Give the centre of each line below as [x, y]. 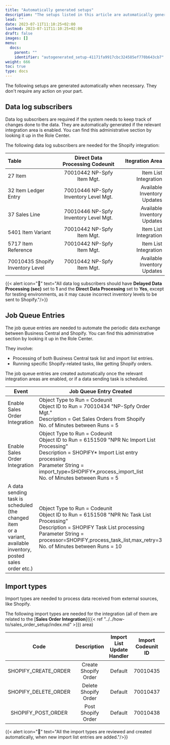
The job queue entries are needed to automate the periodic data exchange [83, 328]
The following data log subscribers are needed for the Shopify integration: [82, 145]
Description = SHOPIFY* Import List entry [88, 452]
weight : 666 [18, 62]
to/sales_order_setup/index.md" [38, 625]
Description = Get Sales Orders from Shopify [92, 419]
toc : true [16, 66]
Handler [119, 656]
